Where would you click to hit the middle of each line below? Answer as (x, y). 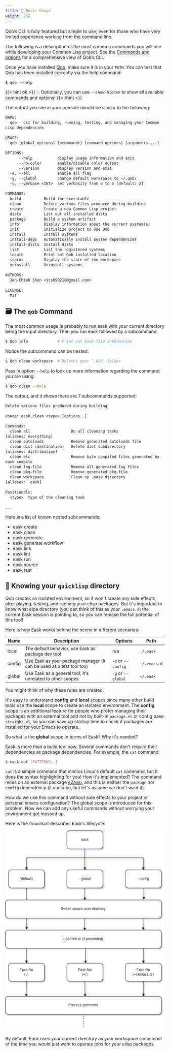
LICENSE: (14, 290)
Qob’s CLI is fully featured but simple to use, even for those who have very (83, 31)
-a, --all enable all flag (51, 173)
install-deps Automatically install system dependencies (73, 239)
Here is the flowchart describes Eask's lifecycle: (55, 824)
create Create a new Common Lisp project (63, 209)
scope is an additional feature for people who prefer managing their (76, 710)
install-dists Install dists (41, 244)
